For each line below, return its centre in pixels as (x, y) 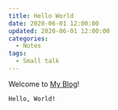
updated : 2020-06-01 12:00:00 (59, 31)
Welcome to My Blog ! (44, 84)
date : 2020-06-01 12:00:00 (54, 23)
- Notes (29, 46)
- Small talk (38, 61)
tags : (17, 53)
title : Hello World (41, 16)
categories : (28, 38)
